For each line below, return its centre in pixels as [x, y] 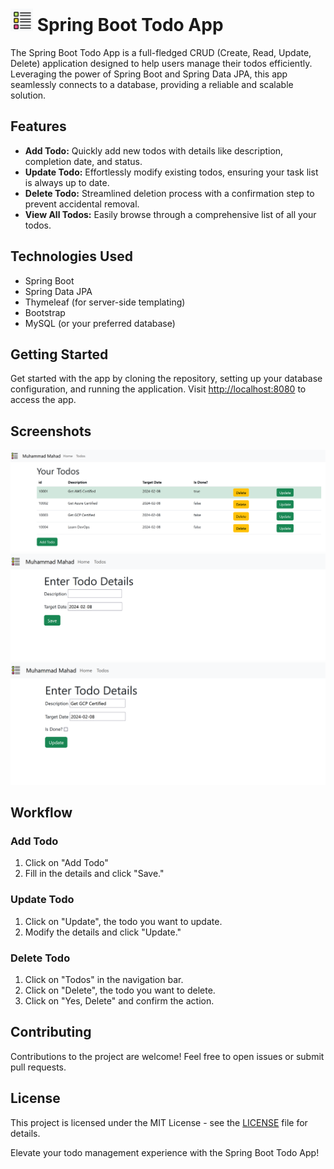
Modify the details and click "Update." [103, 932]
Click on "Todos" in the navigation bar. [104, 980]
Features [38, 126]
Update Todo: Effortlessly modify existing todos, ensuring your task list [171, 172]
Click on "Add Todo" [66, 863]
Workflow [41, 813]
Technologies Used [71, 256]
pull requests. [38, 1067]
